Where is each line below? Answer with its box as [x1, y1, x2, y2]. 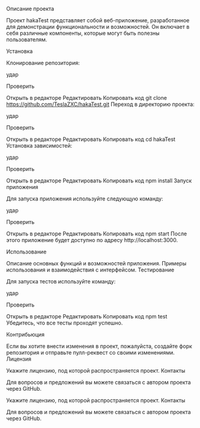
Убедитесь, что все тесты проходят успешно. [6, 319, 123, 326]
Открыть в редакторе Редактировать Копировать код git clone [6, 95, 167, 101]
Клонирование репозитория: [6, 60, 80, 66]
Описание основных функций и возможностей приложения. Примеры [6, 260, 187, 267]
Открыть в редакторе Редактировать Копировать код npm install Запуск [6, 177, 192, 184]
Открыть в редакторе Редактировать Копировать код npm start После [6, 230, 187, 237]
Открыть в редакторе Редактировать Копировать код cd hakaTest [6, 135, 176, 143]
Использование [6, 248, 47, 255]
